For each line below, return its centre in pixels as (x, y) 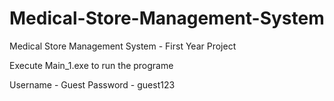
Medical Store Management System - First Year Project (123, 46)
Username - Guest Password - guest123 (92, 84)
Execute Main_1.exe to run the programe (91, 65)
